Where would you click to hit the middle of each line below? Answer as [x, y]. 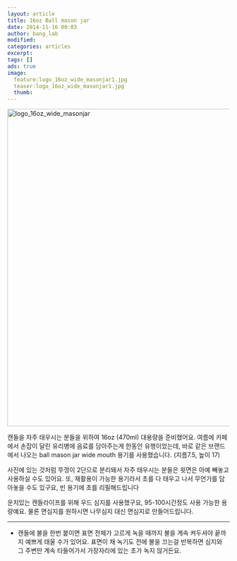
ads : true [22, 66]
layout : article [31, 14]
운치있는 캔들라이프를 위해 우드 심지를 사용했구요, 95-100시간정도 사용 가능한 [114, 502]
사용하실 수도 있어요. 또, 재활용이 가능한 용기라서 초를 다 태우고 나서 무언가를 [113, 479]
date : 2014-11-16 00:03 [42, 27]
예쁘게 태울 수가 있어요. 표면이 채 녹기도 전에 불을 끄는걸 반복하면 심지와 [124, 542]
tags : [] [20, 60]
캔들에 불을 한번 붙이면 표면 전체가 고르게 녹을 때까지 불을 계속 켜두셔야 [115, 533]
